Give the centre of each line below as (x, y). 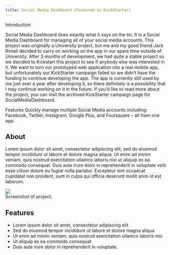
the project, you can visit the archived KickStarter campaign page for (78, 94)
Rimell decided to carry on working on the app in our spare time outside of (83, 51)
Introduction (18, 25)
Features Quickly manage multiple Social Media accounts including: (76, 110)
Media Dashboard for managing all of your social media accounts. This (80, 40)
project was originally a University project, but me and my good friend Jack (84, 45)
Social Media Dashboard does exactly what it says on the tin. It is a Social (82, 34)
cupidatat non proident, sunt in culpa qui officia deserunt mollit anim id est (83, 176)
